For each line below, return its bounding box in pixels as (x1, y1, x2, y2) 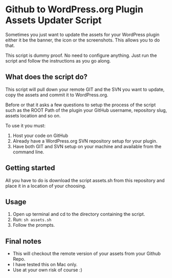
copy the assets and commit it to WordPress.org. (5, 91, 109, 98)
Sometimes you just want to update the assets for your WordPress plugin (5, 31, 160, 37)
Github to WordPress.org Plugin (5, 4, 144, 15)
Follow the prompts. (12, 222, 55, 228)
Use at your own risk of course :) (12, 267, 83, 273)
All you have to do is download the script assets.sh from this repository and (5, 177, 165, 183)
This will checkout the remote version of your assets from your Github (12, 250, 161, 257)
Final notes (5, 237, 42, 246)
